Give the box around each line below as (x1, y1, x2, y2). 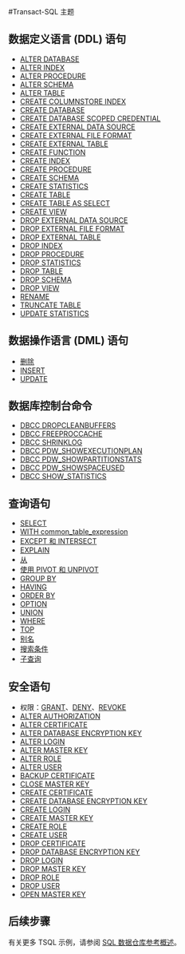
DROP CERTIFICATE (19, 839, 86, 849)
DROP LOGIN (19, 856, 64, 865)
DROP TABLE (19, 266, 64, 275)
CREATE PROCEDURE (19, 164, 92, 174)
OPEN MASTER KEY (19, 889, 86, 900)
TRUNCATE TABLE (19, 300, 81, 310)
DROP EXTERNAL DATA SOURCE (19, 215, 128, 225)
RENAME (19, 291, 50, 301)
